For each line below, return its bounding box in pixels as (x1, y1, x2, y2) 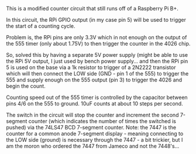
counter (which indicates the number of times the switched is (28, 118, 177, 125)
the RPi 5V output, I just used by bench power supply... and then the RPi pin (6, 58, 188, 64)
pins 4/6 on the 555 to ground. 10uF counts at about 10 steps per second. (6, 100, 183, 107)
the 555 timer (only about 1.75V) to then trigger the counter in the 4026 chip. (6, 40, 191, 47)
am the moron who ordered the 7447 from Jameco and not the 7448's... (6, 143, 180, 149)
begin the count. (6, 83, 46, 90)
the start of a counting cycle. (6, 23, 75, 29)
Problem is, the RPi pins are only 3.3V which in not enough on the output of (6, 34, 187, 40)
